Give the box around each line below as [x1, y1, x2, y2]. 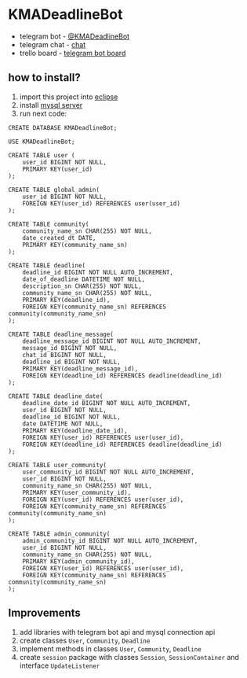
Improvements [8, 606, 81, 620]
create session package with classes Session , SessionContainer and [19, 652, 239, 661]
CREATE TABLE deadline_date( [8, 392, 104, 400]
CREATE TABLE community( [8, 220, 89, 228]
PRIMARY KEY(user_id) [22, 165, 93, 173]
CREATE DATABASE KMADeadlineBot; [8, 123, 118, 131]
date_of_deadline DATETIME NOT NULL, [22, 275, 146, 283]
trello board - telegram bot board [19, 48, 126, 57]
